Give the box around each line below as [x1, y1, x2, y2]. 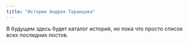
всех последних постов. [6, 31, 69, 39]
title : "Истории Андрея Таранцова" [6, 8, 96, 15]
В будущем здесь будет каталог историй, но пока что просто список [6, 25, 183, 32]
